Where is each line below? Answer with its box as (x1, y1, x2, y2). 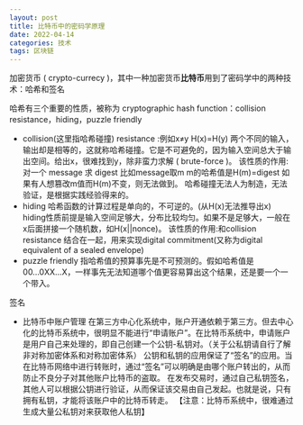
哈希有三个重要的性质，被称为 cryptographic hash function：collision (9, 103, 266, 113)
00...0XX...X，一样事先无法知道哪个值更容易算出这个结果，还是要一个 (22, 267, 281, 277)
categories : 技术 (9, 38, 72, 48)
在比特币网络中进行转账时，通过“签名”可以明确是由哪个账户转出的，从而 (22, 361, 291, 372)
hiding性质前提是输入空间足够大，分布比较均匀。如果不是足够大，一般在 (22, 212, 291, 223)
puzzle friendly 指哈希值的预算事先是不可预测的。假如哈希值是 (22, 256, 254, 267)
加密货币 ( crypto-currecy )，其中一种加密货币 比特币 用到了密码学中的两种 (9, 73, 284, 84)
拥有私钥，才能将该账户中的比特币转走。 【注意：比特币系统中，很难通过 (22, 395, 294, 406)
